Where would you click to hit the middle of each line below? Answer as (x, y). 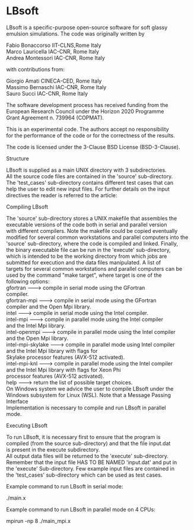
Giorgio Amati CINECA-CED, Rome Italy (54, 81)
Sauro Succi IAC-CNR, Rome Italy (47, 93)
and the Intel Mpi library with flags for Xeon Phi (63, 370)
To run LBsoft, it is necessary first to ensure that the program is (83, 437)
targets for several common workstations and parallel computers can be (94, 269)
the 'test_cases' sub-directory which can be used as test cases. (84, 475)
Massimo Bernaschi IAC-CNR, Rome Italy (56, 87)
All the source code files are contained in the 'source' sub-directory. (90, 176)
